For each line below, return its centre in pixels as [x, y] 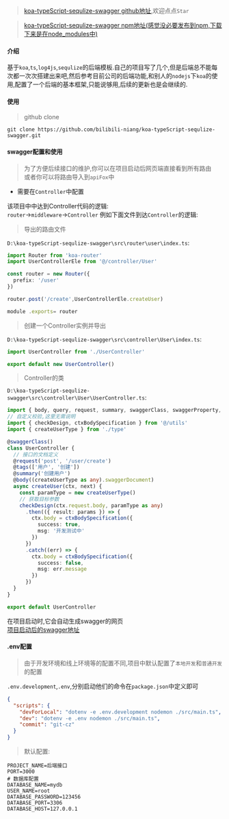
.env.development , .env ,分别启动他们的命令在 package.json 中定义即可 [103, 686]
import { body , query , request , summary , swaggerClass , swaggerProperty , [114, 411]
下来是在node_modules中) [60, 34]
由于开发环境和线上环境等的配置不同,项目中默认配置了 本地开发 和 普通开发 [123, 663]
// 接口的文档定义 [36, 454]
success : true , [59, 525]
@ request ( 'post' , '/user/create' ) [62, 461]
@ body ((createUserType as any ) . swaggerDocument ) [84, 480]
